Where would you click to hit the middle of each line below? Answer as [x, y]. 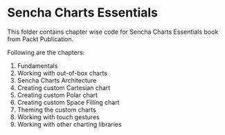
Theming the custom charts [56, 110]
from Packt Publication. [40, 39]
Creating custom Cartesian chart [64, 87]
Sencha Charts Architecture [57, 80]
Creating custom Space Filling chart [68, 102]
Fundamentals [37, 65]
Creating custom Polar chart [57, 95]
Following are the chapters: [46, 52]
